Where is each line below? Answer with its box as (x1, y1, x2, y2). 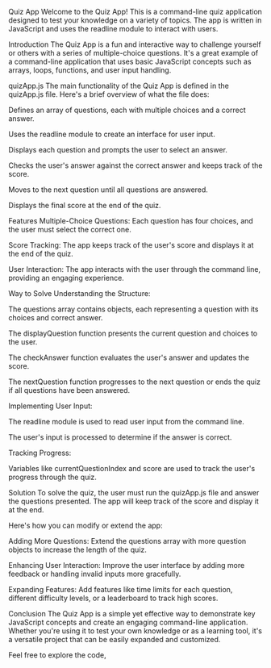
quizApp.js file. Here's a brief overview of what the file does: (8, 90, 210, 99)
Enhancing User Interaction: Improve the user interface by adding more (8, 561, 245, 570)
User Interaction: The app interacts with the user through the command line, (8, 265, 261, 273)
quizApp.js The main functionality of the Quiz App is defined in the (8, 81, 230, 90)
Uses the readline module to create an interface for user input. (8, 129, 215, 139)
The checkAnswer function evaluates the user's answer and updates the (8, 353, 250, 362)
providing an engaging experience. (8, 273, 125, 282)
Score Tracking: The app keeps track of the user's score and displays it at (8, 240, 254, 249)
